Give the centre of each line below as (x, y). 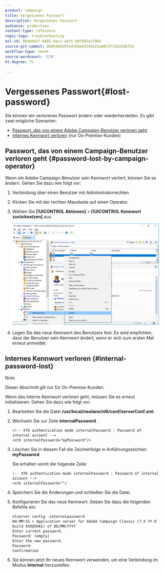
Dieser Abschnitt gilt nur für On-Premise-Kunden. (55, 387)
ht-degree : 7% (20, 62)
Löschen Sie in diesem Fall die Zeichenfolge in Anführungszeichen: (80, 449)
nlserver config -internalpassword (48, 517)
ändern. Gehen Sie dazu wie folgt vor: (43, 183)
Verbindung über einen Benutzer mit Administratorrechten (71, 192)
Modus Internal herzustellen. (41, 565)
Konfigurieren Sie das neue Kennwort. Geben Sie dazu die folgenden (81, 502)
